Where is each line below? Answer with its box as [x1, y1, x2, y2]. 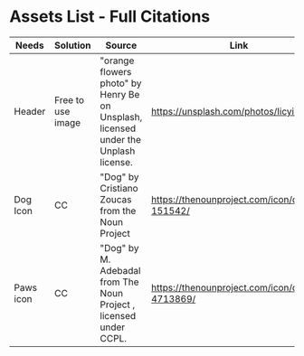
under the [100, 133, 142, 145]
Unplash [100, 145, 136, 157]
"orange [100, 54, 135, 67]
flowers [100, 65, 132, 78]
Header [14, 105, 46, 117]
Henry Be [100, 88, 140, 100]
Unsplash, [100, 110, 143, 123]
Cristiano [100, 182, 138, 194]
